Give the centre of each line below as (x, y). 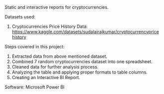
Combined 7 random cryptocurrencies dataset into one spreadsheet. (82, 61)
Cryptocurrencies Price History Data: (50, 26)
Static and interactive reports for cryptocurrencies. (57, 7)
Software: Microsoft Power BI (35, 87)
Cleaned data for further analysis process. (55, 67)
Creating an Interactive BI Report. (46, 77)
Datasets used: (20, 17)
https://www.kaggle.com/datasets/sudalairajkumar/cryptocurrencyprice (85, 32)
